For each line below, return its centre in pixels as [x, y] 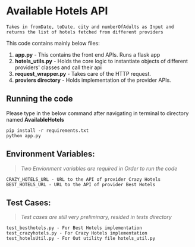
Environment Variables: [51, 154]
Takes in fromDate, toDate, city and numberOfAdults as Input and [90, 27]
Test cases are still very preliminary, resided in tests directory [96, 217]
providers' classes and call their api [58, 67]
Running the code [40, 99]
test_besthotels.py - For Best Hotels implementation [74, 228]
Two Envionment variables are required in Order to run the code [99, 168]
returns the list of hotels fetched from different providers [85, 32]
